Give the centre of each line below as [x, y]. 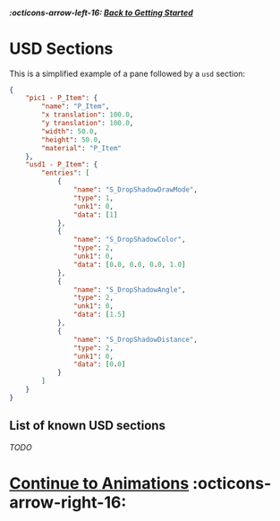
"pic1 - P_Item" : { [62, 98]
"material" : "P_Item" [82, 148]
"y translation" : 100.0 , [88, 124]
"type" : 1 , [93, 198]
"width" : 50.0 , [70, 131]
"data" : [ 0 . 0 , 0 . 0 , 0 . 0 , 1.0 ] [129, 264]
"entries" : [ [66, 173]
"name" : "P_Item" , [76, 107]
